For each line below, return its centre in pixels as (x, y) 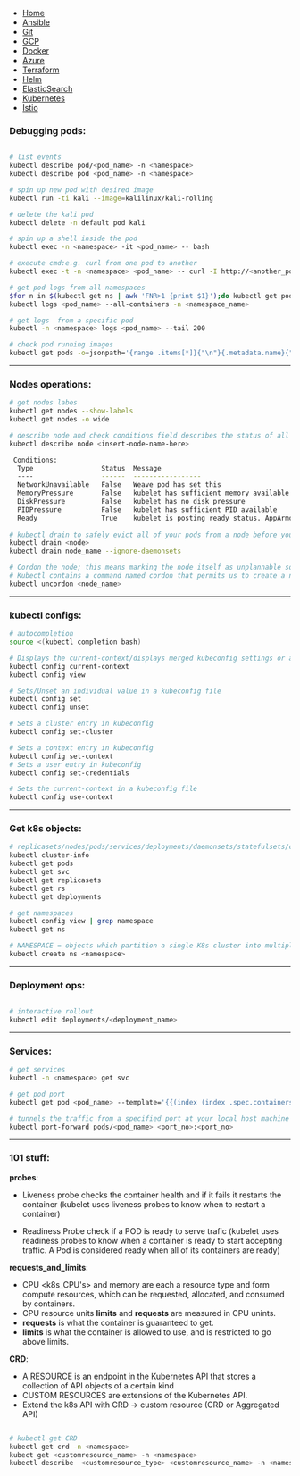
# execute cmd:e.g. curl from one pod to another (104, 263)
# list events (36, 157)
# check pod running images (62, 345)
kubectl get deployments (55, 896)
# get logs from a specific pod (71, 321)
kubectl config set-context (62, 756)
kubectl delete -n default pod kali (77, 222)
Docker (36, 51)
